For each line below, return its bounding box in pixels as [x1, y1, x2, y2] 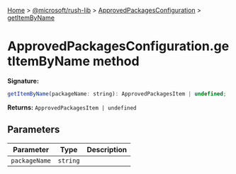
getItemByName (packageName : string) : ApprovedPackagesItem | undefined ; [7, 90, 227, 98]
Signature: [7, 76, 39, 85]
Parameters [7, 124, 60, 136]
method [92, 53, 140, 69]
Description [86, 144, 128, 154]
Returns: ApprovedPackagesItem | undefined [7, 103, 137, 112]
